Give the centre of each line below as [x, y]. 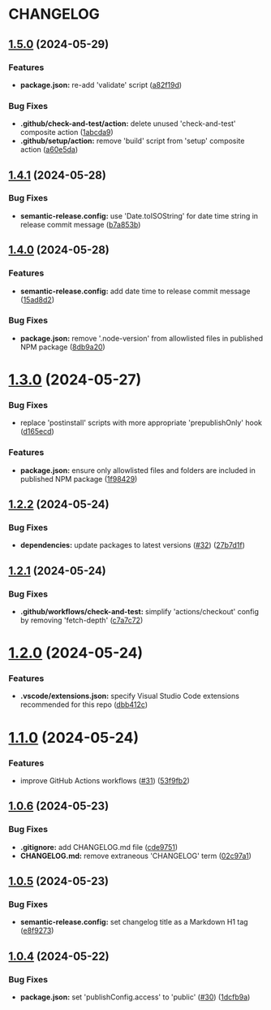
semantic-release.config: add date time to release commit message [135, 291]
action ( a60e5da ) [49, 150]
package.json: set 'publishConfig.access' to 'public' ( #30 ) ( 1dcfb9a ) [135, 997]
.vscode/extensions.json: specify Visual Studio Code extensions [129, 696]
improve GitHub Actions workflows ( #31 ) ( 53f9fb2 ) [105, 780]
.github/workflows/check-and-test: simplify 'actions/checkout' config [140, 611]
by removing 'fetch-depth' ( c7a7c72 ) [82, 620]
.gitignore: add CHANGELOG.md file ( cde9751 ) [99, 847]
